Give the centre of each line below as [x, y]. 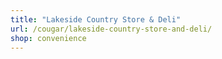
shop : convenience [48, 38]
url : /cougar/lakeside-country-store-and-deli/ [111, 29]
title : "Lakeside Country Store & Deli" [96, 19]
